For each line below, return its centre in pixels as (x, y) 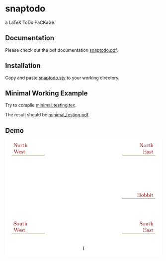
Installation (23, 66)
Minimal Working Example (46, 93)
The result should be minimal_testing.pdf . (47, 115)
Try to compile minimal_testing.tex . (41, 105)
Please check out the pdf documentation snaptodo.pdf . (62, 50)
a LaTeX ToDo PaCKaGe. (30, 22)
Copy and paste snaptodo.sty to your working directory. (62, 78)
